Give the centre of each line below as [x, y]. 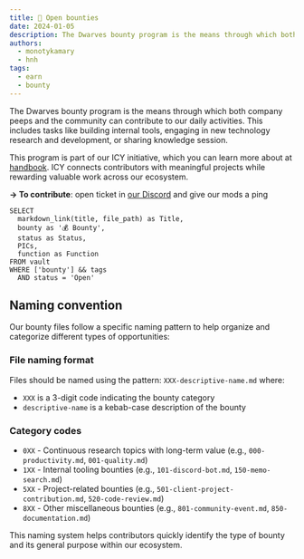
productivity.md [53, 461]
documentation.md [55, 519]
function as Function [58, 254]
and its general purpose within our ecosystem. [96, 545]
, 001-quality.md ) [116, 460]
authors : [26, 43]
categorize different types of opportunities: [90, 337]
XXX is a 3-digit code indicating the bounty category [119, 397]
